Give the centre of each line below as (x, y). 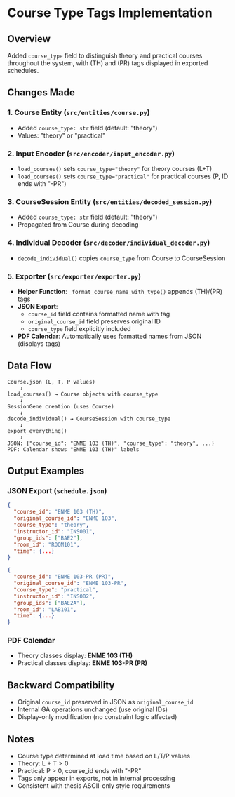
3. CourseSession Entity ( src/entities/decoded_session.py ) (110, 201)
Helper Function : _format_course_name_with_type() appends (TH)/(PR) (120, 291)
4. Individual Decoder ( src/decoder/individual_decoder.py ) (109, 243)
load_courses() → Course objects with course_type (83, 394)
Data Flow (29, 366)
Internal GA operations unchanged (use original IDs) (93, 709)
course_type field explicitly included (79, 328)
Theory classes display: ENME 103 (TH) (75, 656)
